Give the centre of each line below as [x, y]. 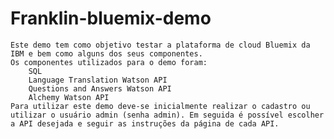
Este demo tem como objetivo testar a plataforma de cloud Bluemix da [160, 45]
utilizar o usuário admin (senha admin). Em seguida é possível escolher [167, 115]
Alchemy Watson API [69, 97]
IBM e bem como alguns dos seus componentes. [106, 53]
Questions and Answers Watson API [100, 88]
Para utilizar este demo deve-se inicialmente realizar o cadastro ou [160, 106]
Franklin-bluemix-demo [111, 18]
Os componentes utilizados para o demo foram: [109, 62]
